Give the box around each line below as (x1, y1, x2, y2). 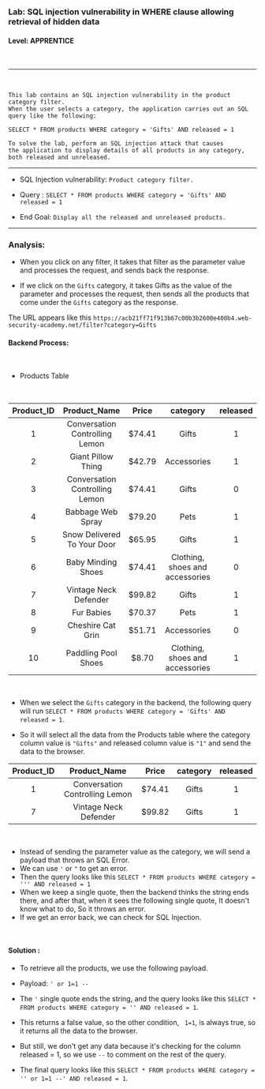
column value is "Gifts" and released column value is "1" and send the (19, 738, 252, 748)
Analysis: (8, 239, 46, 250)
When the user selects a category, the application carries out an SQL (8, 105, 248, 113)
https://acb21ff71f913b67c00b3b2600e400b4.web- (93, 314, 252, 322)
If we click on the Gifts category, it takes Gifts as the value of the (19, 281, 233, 291)
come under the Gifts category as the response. (19, 298, 179, 307)
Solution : (8, 946, 41, 956)
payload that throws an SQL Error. (19, 855, 130, 865)
